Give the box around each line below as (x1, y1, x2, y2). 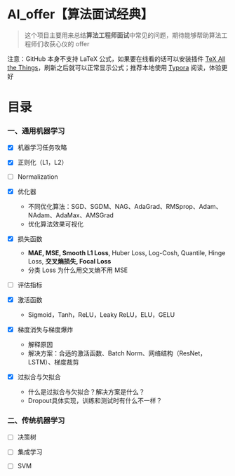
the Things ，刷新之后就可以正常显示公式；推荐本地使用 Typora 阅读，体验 (7, 63, 222, 72)
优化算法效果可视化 (27, 219, 84, 228)
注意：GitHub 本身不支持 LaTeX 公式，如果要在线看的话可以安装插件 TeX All (7, 54, 226, 63)
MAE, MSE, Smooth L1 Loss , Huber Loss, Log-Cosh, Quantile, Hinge (27, 248, 226, 257)
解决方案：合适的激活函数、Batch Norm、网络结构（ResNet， (27, 348, 207, 358)
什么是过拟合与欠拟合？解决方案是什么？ (27, 387, 145, 396)
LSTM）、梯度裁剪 (27, 358, 79, 366)
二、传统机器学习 (7, 415, 65, 425)
